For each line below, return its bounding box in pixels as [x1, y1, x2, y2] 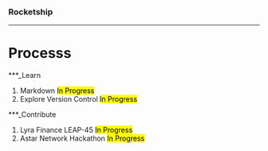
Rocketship [8, 6, 53, 17]
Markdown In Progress [19, 86, 95, 95]
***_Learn [8, 71, 41, 80]
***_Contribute [8, 110, 57, 119]
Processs [8, 45, 72, 62]
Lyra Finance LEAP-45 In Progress [19, 126, 133, 135]
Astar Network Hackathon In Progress [19, 134, 145, 143]
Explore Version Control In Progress [19, 95, 138, 104]
